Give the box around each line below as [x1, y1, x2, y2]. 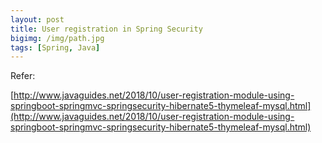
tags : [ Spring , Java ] [10, 42, 101, 53]
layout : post [10, 14, 65, 25]
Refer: [10, 70, 36, 82]
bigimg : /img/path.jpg [10, 33, 105, 43]
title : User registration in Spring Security [10, 24, 203, 34]
